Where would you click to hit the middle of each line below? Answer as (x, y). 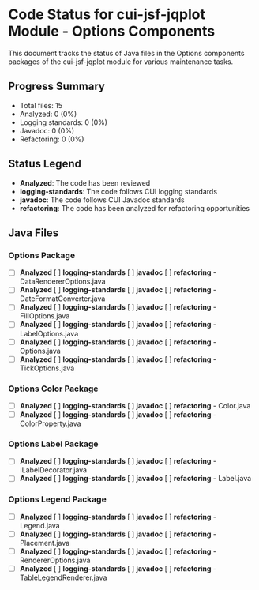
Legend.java (40, 525)
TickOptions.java (47, 368)
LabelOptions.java (49, 333)
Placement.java (45, 543)
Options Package (42, 255)
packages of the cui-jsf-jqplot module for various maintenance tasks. (121, 62)
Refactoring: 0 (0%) (52, 139)
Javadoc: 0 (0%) (47, 130)
